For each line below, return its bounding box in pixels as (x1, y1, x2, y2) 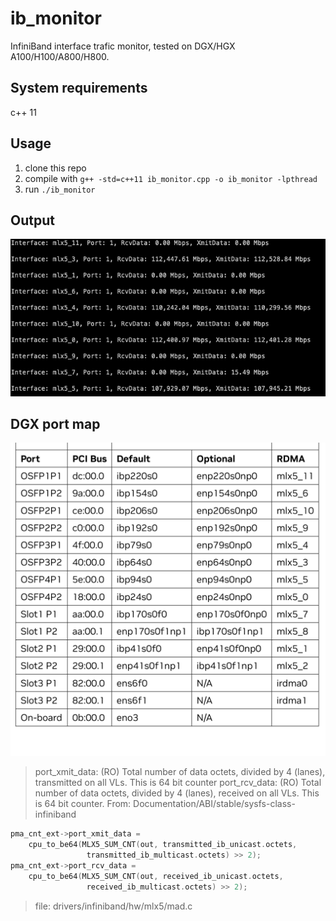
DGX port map (10, 416, 101, 432)
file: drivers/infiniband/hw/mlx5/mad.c (34, 900, 193, 912)
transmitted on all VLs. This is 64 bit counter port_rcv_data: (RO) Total (34, 777, 322, 789)
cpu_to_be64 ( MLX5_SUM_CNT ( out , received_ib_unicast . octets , (28, 871, 284, 881)
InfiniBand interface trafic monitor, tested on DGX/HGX (10, 40, 236, 52)
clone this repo (24, 162, 87, 174)
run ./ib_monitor (24, 183, 96, 195)
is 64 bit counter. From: (34, 798, 132, 810)
